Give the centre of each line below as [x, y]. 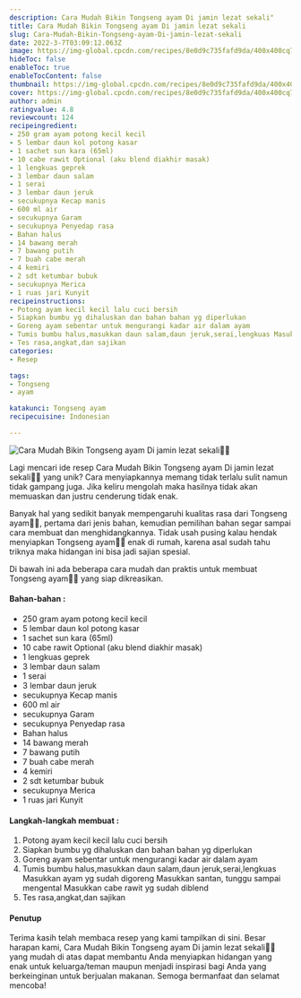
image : [21, 51]
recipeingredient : [43, 126]
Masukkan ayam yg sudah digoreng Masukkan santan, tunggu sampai [151, 879]
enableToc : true [39, 68]
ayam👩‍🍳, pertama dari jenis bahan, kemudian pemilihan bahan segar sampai [150, 523]
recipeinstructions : [48, 301]
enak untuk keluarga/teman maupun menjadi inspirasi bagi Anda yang [138, 967]
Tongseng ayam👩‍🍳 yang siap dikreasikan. [86, 578]
